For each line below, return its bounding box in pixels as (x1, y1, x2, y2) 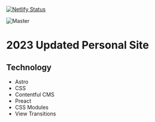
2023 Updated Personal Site (6, 38, 150, 52)
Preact (14, 97, 32, 105)
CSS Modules (14, 104, 49, 111)
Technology (6, 62, 52, 72)
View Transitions (14, 110, 56, 117)
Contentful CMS (14, 91, 55, 98)
